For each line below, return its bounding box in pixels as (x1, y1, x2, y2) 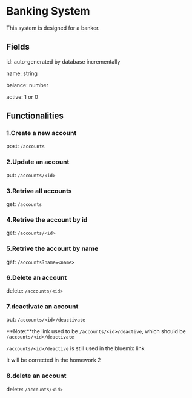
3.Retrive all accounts (6, 187, 72, 195)
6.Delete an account (6, 273, 67, 282)
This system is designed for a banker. (6, 24, 100, 32)
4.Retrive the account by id (6, 215, 88, 224)
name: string (6, 70, 38, 77)
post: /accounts (6, 142, 45, 150)
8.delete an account (6, 371, 67, 380)
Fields (6, 42, 30, 52)
